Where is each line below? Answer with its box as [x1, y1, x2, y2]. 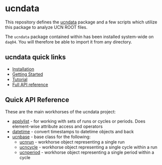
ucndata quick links [5, 53, 66, 62]
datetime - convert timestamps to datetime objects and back [12, 128, 134, 134]
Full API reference [12, 82, 48, 87]
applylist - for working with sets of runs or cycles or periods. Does [12, 118, 145, 124]
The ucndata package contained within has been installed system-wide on [5, 34, 154, 40]
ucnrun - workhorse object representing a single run [19, 139, 125, 144]
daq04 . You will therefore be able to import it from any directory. [5, 39, 133, 44]
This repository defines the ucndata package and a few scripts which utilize [5, 19, 158, 25]
